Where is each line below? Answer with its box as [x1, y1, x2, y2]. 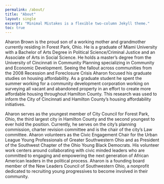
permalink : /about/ [5, 7, 45, 12]
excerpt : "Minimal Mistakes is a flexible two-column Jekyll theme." [5, 21, 150, 26]
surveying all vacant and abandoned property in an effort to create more [5, 86, 151, 92]
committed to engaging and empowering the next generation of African [5, 153, 149, 158]
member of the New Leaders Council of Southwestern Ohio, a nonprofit [5, 163, 149, 169]
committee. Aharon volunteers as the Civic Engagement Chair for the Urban [5, 132, 158, 138]
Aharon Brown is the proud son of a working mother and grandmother [5, 39, 146, 45]
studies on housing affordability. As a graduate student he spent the [5, 76, 142, 81]
